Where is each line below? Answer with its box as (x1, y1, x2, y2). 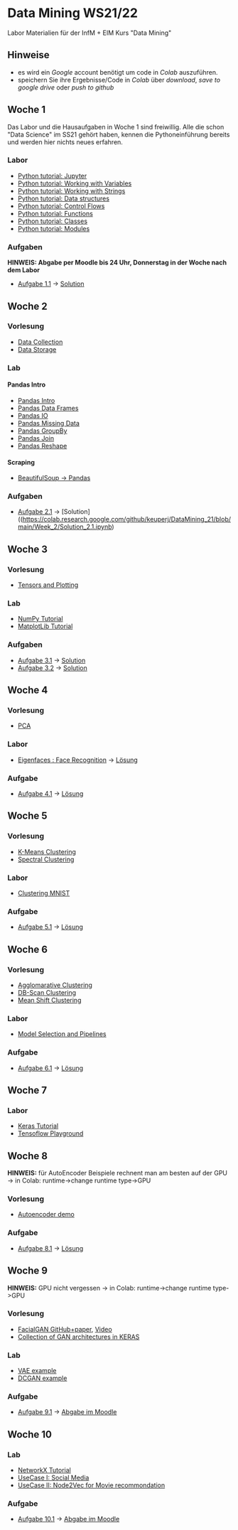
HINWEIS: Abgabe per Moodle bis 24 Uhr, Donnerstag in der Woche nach (7, 258, 227, 267)
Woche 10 (7, 1428, 52, 1440)
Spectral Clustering (17, 855, 75, 863)
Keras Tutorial (17, 1121, 59, 1131)
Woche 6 (7, 943, 48, 955)
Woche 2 (7, 300, 48, 312)
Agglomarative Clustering (17, 981, 92, 989)
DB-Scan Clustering (17, 988, 77, 996)
